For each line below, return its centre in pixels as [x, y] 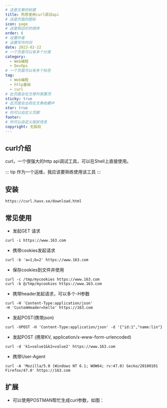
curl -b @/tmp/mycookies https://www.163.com [53, 284]
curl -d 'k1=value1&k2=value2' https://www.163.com [60, 346]
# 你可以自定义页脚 [23, 113]
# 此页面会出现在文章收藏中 [30, 104]
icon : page [17, 24]
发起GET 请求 [26, 231]
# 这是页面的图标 [21, 19]
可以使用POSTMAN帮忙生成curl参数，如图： [58, 400]
